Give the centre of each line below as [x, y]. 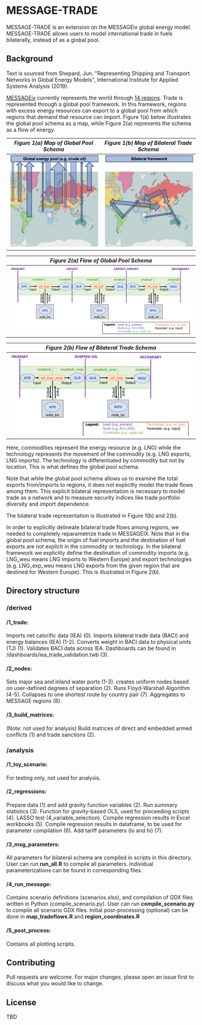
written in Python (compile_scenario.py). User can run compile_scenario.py [100, 904]
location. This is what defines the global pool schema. [73, 467]
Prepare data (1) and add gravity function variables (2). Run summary [92, 805]
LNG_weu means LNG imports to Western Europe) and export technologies [99, 559]
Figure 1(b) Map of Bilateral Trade [148, 143]
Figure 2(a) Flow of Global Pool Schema [101, 261]
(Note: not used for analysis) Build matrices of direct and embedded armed [99, 728]
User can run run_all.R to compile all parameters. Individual [80, 864]
